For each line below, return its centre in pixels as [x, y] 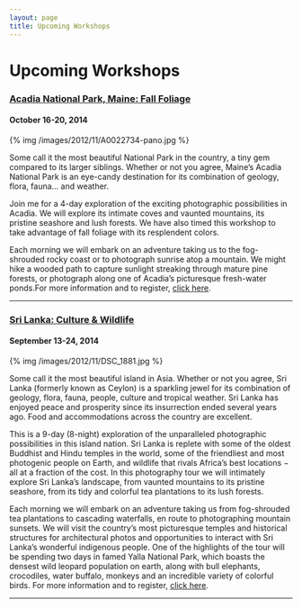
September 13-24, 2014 [54, 341]
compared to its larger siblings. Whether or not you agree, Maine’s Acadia [146, 166]
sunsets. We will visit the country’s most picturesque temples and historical [148, 528]
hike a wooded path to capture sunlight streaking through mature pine [138, 268]
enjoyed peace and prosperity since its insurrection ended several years [143, 407]
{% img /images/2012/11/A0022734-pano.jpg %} [100, 139]
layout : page [34, 18]
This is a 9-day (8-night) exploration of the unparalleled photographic [138, 434]
